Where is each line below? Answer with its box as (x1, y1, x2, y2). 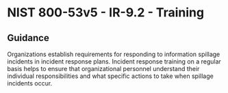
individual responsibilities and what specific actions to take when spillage (7, 72, 214, 80)
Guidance (7, 32, 49, 44)
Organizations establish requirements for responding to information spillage (7, 50, 220, 58)
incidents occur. (7, 79, 53, 87)
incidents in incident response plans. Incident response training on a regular (7, 57, 221, 66)
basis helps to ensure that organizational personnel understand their (7, 65, 200, 72)
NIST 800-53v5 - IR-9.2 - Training (7, 5, 204, 21)
